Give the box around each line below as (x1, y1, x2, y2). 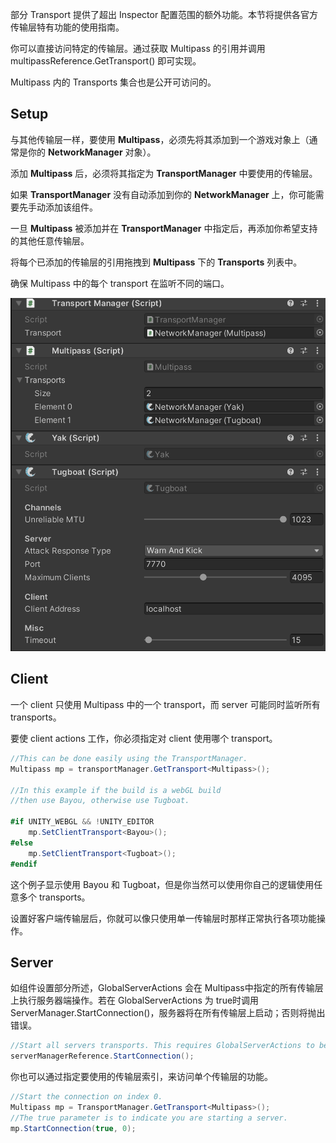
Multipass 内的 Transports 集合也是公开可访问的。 (10, 76, 217, 88)
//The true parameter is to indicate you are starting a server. (10, 1113, 288, 1123)
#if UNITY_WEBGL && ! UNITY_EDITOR (10, 817, 155, 827)
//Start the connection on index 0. (10, 1092, 163, 1102)
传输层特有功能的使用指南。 (10, 21, 125, 33)
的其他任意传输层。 (10, 234, 90, 247)
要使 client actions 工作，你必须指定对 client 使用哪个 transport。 (10, 732, 278, 744)
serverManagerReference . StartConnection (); (10, 1051, 195, 1062)
